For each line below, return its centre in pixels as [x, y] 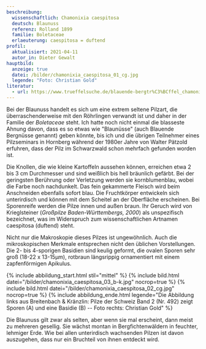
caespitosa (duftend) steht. [40, 225]
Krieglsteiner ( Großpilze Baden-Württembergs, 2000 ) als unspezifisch [95, 212]
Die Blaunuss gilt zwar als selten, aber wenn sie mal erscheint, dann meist [100, 320]
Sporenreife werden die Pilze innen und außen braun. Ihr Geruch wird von [99, 205]
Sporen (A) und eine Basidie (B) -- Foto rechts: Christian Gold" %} [90, 308]
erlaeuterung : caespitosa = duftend [59, 40]
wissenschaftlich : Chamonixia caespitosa [66, 18]
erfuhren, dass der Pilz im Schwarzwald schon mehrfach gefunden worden [101, 148]
